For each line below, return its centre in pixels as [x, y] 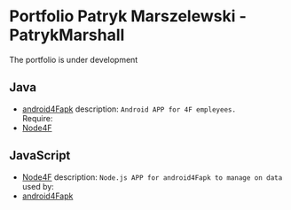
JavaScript [40, 156]
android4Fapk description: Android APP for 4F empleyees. [129, 109]
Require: [37, 118]
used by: [38, 186]
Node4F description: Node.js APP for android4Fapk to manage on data [152, 177]
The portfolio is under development [74, 59]
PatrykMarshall [67, 35]
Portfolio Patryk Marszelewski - [128, 16]
